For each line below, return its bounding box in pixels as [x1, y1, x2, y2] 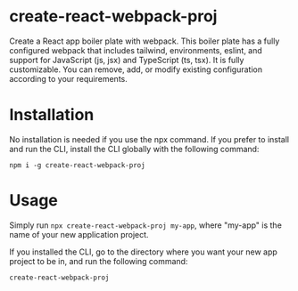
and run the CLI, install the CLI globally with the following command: [9, 143, 260, 154]
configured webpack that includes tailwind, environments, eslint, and [9, 44, 263, 55]
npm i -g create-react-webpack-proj [9, 160, 145, 170]
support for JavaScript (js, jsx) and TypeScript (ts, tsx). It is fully [9, 54, 244, 65]
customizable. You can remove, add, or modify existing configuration [9, 64, 263, 75]
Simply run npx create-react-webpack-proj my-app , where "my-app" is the [9, 220, 283, 230]
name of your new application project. [9, 229, 149, 239]
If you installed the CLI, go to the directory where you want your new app [9, 247, 278, 257]
